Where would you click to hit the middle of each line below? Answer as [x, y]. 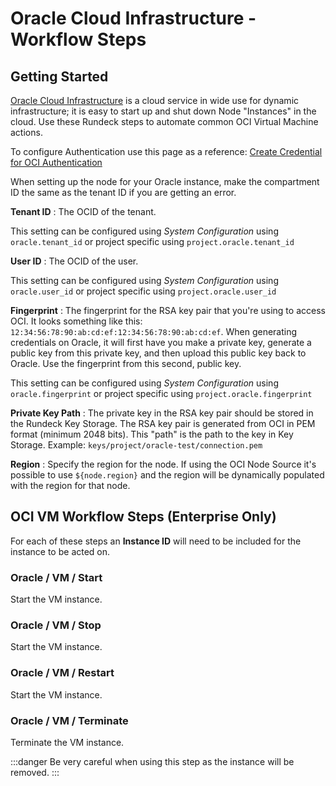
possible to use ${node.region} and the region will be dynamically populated [167, 475]
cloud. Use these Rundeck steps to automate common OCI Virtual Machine [164, 121]
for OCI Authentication [56, 162]
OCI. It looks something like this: [76, 321]
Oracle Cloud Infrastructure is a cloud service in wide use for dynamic [155, 100]
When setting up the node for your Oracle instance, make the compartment [165, 181]
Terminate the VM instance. [67, 742]
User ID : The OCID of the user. [74, 261]
